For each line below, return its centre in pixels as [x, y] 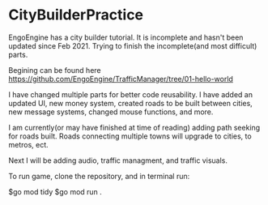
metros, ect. [28, 144]
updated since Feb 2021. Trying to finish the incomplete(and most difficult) [133, 45]
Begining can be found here [55, 70]
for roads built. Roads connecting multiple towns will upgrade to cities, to [130, 136]
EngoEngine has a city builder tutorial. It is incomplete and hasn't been [126, 37]
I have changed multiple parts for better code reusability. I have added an [131, 94]
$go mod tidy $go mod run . [55, 191]
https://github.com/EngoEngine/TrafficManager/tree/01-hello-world [121, 79]
